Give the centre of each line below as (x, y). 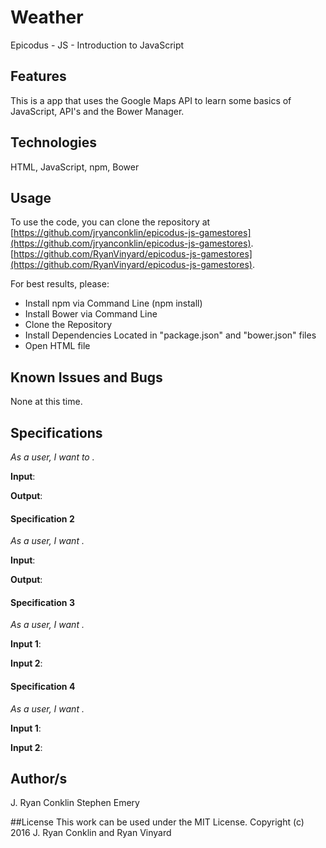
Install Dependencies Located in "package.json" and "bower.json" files (170, 335)
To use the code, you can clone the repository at (110, 222)
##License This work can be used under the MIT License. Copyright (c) (157, 822)
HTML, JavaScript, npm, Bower (75, 167)
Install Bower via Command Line (91, 314)
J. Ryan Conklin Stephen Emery (75, 803)
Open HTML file (57, 346)
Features (38, 76)
